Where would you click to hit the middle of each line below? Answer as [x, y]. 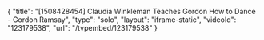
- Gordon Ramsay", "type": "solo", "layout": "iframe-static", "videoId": [122, 20]
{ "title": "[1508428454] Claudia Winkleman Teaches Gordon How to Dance [132, 11]
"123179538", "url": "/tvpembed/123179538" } [82, 28]
